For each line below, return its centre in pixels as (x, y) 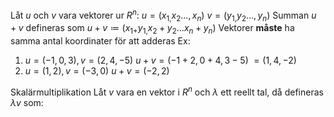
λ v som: (27, 102)
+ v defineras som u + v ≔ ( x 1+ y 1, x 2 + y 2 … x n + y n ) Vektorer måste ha (152, 29)
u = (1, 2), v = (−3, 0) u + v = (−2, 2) (97, 71)
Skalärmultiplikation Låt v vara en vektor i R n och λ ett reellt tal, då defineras (167, 91)
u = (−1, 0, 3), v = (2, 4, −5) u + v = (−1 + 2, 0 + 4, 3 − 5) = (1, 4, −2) (160, 60)
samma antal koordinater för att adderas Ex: (100, 41)
